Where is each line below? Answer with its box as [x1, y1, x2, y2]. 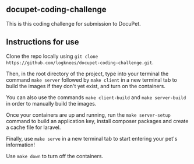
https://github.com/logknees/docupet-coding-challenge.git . [6, 58, 154, 66]
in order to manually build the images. [6, 100, 97, 107]
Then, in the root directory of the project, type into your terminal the [6, 70, 169, 77]
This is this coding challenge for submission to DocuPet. [6, 20, 141, 27]
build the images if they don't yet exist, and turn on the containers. [6, 82, 166, 89]
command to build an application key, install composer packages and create [6, 117, 189, 124]
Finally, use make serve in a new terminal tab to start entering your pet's [6, 135, 178, 142]
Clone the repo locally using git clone [6, 53, 98, 60]
